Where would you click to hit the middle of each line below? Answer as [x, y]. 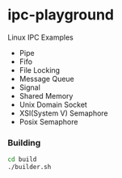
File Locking [40, 70]
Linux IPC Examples [40, 37]
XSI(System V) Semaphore [63, 113]
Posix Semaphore [48, 121]
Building [24, 142]
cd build [22, 159]
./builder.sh [29, 167]
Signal [30, 87]
